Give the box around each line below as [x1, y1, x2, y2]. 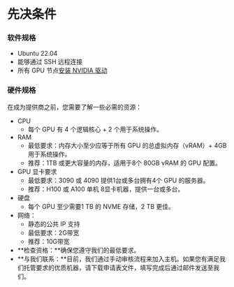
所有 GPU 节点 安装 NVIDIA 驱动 [17, 66, 108, 75]
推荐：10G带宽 [27, 237, 70, 245]
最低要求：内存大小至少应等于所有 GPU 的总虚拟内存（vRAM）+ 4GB [27, 141, 227, 149]
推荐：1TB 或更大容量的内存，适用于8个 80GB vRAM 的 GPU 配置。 [27, 159, 221, 167]
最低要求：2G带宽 [27, 228, 80, 237]
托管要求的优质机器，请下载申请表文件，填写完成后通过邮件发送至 [23, 263, 214, 272]
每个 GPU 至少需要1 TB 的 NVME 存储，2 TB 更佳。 [27, 202, 175, 210]
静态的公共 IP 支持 [27, 219, 80, 228]
